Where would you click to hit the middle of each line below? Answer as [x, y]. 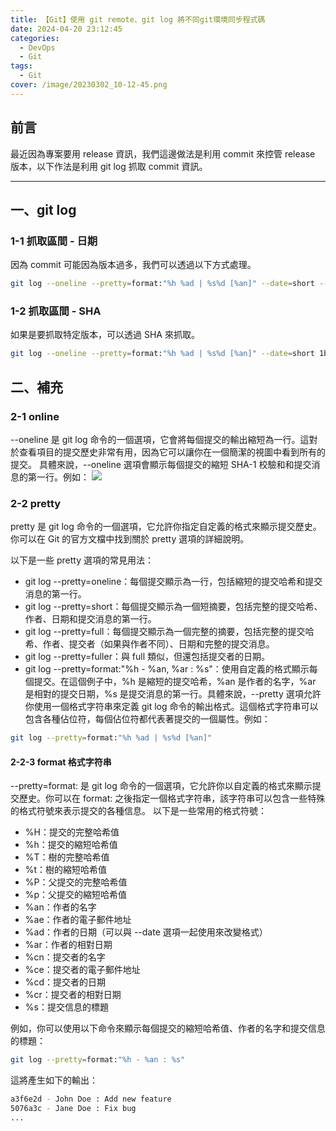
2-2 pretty [36, 503]
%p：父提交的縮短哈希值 [76, 895]
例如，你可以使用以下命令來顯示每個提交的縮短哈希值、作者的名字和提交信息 [168, 1028]
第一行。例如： [58, 477]
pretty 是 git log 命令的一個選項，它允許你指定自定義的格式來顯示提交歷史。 [166, 527]
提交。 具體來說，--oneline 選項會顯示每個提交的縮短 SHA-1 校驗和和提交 [161, 464]
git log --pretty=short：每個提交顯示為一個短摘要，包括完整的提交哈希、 [173, 607]
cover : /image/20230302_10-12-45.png [89, 85]
